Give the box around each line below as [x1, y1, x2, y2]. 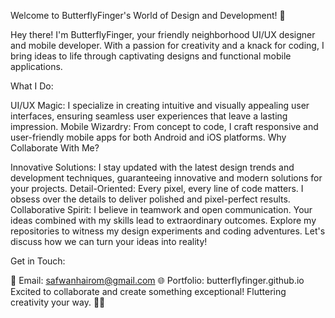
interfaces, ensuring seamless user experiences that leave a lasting [10, 110, 288, 122]
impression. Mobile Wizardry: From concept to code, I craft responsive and [10, 121, 319, 132]
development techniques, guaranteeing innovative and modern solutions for [10, 172, 323, 184]
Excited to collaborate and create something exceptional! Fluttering [10, 286, 287, 297]
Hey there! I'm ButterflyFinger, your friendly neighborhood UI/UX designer [10, 29, 316, 40]
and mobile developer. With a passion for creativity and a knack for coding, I [10, 40, 325, 51]
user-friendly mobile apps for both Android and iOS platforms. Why [10, 131, 287, 143]
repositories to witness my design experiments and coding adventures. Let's [10, 225, 326, 237]
